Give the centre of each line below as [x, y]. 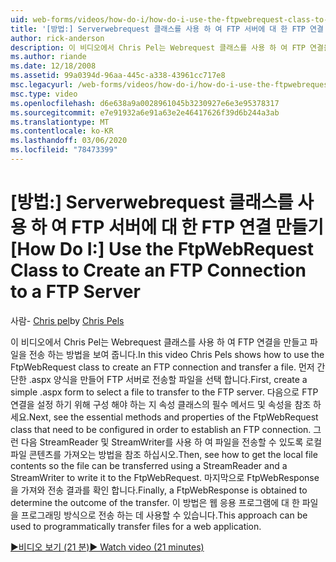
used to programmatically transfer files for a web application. [136, 526]
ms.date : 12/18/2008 [53, 66]
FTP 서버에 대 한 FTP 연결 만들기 [198, 227]
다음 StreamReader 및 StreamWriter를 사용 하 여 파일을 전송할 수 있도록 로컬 [171, 442]
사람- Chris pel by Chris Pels [67, 320]
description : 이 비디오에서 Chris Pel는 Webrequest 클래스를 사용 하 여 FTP [158, 47]
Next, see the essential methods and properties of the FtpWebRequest [173, 417]
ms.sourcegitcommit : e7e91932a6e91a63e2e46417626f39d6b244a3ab [145, 112]
